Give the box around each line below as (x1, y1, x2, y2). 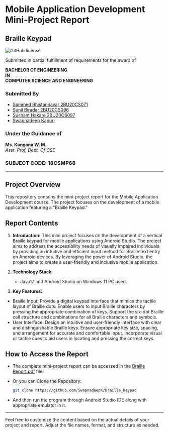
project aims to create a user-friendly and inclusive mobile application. (12, 259, 159, 265)
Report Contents (5, 219, 58, 228)
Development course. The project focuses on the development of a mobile (5, 199, 159, 205)
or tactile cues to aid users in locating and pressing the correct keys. (12, 335, 155, 341)
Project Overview (5, 180, 61, 189)
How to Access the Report (5, 350, 89, 358)
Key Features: (12, 288, 43, 294)
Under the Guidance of (5, 130, 62, 137)
